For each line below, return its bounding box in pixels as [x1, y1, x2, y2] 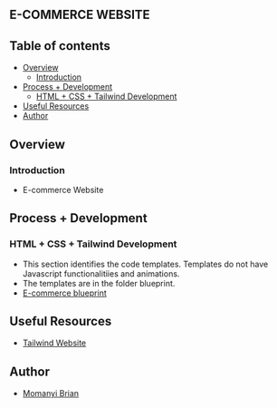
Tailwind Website [22, 337, 87, 348]
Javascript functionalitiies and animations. [22, 267, 180, 279]
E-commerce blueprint [22, 287, 107, 298]
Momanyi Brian [22, 388, 80, 399]
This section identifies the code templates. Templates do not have [22, 258, 269, 269]
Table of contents [9, 38, 110, 53]
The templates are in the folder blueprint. [22, 277, 176, 288]
